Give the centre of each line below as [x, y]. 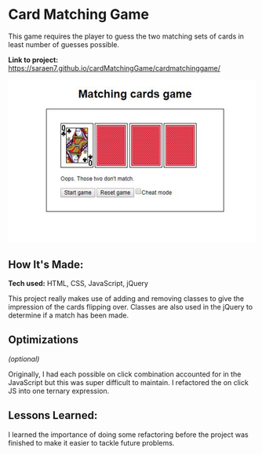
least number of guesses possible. [64, 44]
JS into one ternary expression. [59, 391]
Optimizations [43, 340]
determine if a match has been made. [69, 315]
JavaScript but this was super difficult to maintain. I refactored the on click [128, 382]
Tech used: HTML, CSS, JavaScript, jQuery [78, 283]
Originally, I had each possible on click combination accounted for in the [125, 374]
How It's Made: [46, 264]
